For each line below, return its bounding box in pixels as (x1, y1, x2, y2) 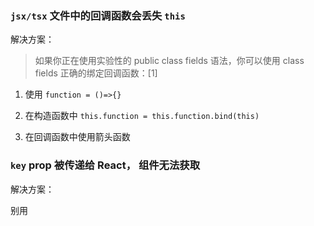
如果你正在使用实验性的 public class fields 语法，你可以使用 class (34, 55, 305, 67)
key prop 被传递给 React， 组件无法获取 (10, 158, 201, 172)
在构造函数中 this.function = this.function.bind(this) (24, 110, 260, 122)
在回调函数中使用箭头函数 (24, 131, 131, 143)
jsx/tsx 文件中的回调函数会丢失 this (10, 8, 186, 22)
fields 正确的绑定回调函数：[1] (34, 67, 158, 79)
